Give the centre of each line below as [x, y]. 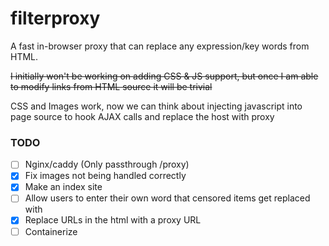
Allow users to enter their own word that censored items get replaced [167, 198]
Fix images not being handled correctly [105, 176]
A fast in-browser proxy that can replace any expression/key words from [160, 46]
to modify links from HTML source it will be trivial [111, 86]
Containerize [51, 231]
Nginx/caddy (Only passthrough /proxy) [107, 164]
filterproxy [55, 18]
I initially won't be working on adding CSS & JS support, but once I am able [164, 76]
